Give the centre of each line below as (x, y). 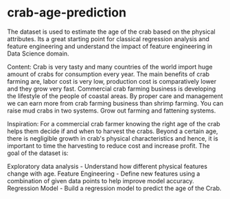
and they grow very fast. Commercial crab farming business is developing (112, 89)
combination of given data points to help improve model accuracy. (101, 180)
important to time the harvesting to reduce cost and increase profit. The (108, 145)
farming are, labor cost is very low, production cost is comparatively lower (112, 81)
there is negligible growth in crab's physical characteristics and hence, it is (113, 138)
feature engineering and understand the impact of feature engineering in (110, 46)
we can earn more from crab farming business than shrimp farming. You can (115, 103)
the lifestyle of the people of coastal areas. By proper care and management (115, 96)
